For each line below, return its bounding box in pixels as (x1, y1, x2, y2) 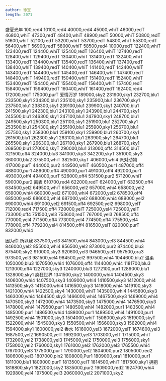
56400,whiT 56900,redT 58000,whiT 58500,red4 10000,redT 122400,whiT (5, 43, 161, 49)
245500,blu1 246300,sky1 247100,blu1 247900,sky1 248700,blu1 (5, 113, 139, 119)
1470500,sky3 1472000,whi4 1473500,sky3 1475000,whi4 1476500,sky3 (5, 299, 156, 305)
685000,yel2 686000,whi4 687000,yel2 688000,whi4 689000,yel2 (5, 195, 145, 201)
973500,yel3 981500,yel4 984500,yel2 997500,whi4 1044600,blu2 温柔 (5, 254, 154, 260)
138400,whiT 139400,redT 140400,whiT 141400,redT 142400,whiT (5, 64, 143, 70)
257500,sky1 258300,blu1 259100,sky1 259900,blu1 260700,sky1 (5, 129, 140, 135)
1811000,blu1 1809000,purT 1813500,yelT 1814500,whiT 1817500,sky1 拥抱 (5, 359, 158, 365)
